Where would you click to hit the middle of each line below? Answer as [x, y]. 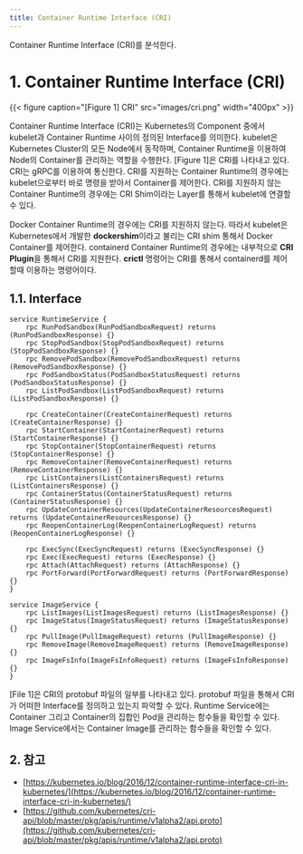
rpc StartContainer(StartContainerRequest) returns [125, 431]
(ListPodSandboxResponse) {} [64, 399]
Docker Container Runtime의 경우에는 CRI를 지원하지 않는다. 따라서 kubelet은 [149, 224]
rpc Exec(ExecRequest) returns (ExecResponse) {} [121, 558]
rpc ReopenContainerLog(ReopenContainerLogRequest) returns [141, 526]
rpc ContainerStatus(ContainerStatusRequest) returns [129, 494]
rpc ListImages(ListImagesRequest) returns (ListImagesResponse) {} [157, 613]
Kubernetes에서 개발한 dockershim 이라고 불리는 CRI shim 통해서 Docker [141, 236]
